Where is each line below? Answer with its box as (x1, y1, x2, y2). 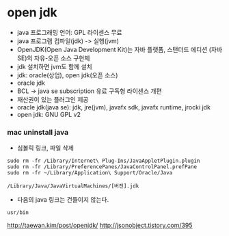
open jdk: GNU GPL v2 (16, 110, 81, 118)
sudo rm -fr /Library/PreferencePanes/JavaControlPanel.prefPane (7, 163, 197, 170)
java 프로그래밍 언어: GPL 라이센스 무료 (16, 28, 122, 36)
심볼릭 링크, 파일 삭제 (16, 144, 74, 152)
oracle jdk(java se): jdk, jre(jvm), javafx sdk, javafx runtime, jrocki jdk (16, 103, 211, 111)
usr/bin (7, 209, 29, 216)
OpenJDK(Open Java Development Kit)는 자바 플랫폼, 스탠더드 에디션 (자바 (16, 45, 223, 53)
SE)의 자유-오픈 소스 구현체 (16, 53, 90, 62)
